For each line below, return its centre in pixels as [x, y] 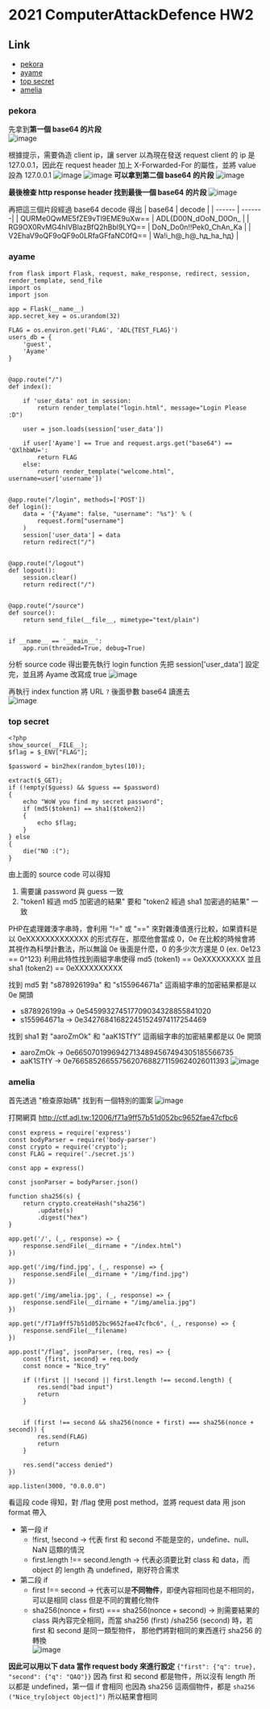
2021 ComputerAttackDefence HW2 [131, 15]
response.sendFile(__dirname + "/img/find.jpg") [106, 1274]
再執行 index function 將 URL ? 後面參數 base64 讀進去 [99, 691]
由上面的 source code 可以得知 [60, 874]
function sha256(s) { [45, 1197]
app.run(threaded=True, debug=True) [85, 648]
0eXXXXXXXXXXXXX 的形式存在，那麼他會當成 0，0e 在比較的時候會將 [137, 938]
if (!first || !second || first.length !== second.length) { [127, 1380]
